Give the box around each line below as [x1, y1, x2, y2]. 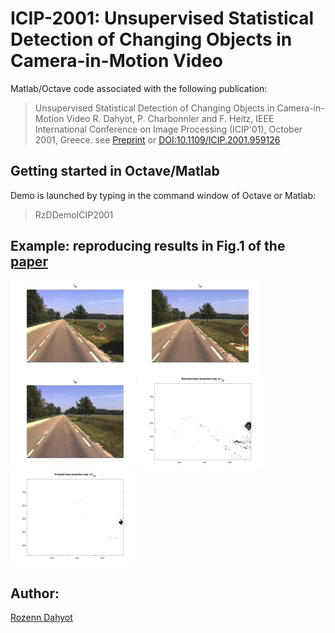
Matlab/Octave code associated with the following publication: [10, 82, 268, 94]
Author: [10, 585, 60, 602]
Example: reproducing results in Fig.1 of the [10, 238, 286, 255]
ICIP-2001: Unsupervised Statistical [10, 7, 315, 30]
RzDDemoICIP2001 [34, 208, 114, 221]
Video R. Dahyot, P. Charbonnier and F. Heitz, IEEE [66, 112, 275, 124]
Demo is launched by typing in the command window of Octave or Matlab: [10, 189, 317, 201]
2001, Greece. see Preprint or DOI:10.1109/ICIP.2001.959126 [34, 133, 281, 146]
